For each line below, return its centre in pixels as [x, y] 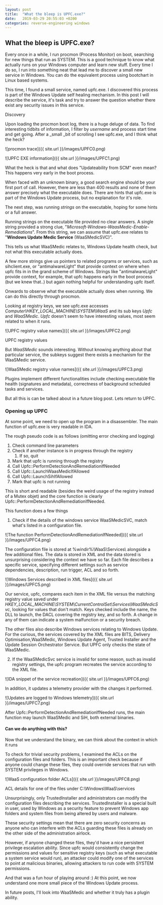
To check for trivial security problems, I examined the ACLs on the [71, 754]
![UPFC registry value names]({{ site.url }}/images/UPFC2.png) [68, 331]
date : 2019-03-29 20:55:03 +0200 [41, 18]
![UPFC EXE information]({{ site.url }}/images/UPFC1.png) [63, 158]
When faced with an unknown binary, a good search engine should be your [80, 182]
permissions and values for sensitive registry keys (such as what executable [81, 853]
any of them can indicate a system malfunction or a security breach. [73, 620]
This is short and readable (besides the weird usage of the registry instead [80, 491]
